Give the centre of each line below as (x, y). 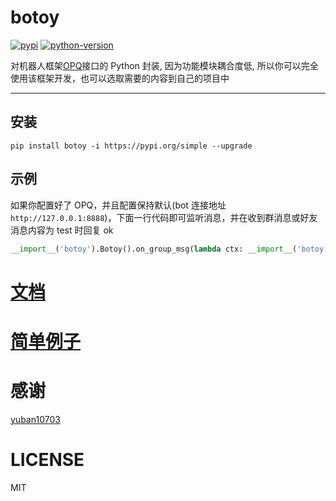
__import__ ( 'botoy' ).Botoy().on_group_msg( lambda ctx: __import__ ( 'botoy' (169, 249)
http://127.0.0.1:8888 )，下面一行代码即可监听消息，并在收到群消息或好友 (164, 217)
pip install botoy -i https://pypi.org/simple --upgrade (131, 146)
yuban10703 (35, 419)
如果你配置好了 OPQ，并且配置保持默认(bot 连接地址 (118, 205)
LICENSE (47, 459)
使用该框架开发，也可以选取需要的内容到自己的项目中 (120, 78)
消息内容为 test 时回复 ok (62, 230)
